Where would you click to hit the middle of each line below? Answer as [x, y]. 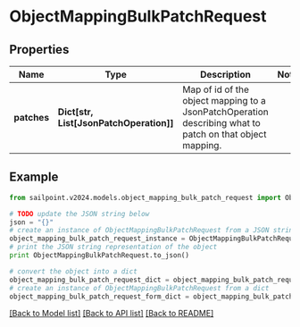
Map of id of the [216, 89]
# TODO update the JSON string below [79, 214]
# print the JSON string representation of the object [113, 247]
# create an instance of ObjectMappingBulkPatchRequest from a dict [139, 288]
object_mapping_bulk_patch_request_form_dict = [100, 297]
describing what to [221, 123]
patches [32, 117]
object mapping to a [224, 101]
